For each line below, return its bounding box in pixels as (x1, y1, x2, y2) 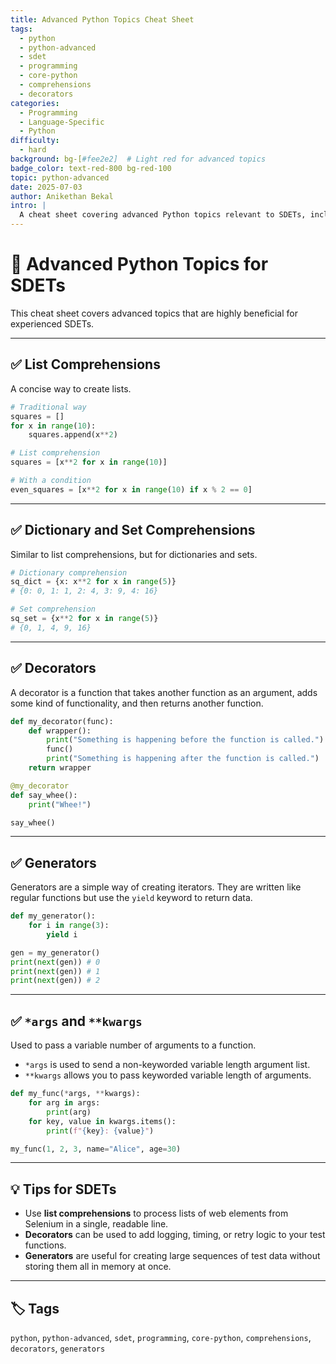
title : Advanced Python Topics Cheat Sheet (10, 14, 195, 25)
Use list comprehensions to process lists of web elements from (24, 1207, 289, 1220)
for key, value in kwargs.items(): (28, 1116, 177, 1126)
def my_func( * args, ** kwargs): (10, 1089, 141, 1099)
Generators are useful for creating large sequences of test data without (24, 1250, 321, 1262)
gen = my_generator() (10, 947, 101, 958)
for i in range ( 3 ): (28, 921, 110, 931)
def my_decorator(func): (10, 716, 114, 726)
